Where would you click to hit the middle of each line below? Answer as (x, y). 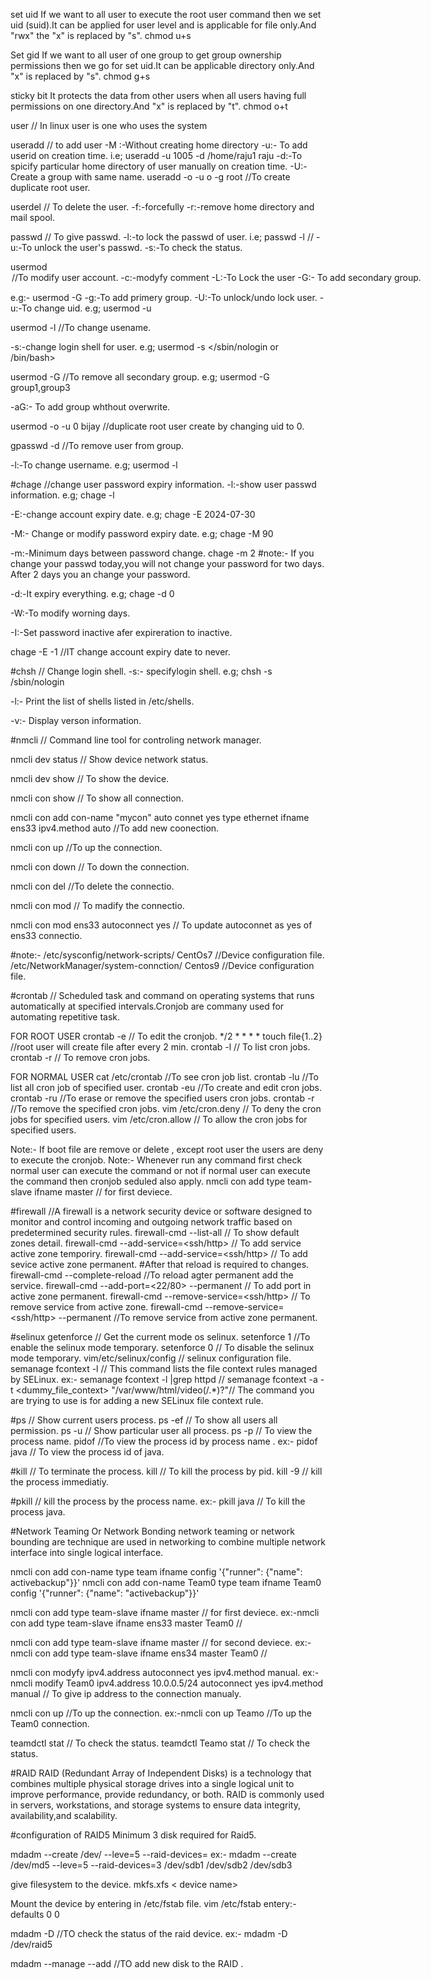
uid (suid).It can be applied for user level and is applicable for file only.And (163, 25)
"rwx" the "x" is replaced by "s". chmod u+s (101, 35)
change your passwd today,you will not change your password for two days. (167, 563)
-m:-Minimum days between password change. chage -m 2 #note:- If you (162, 553)
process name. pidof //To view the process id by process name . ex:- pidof (164, 1441)
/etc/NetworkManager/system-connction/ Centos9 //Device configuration (162, 965)
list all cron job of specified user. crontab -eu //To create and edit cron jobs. (166, 1087)
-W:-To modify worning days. (70, 613)
